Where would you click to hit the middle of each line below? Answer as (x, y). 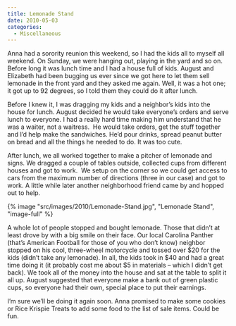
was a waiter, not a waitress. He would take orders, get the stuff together (114, 127)
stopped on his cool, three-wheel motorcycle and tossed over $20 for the (114, 250)
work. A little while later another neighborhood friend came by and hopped (116, 186)
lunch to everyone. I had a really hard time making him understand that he (114, 120)
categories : (25, 27)
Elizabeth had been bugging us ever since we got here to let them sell (108, 76)
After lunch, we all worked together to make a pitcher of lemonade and (110, 156)
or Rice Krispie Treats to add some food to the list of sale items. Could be (113, 309)
